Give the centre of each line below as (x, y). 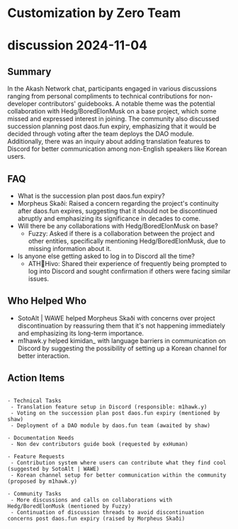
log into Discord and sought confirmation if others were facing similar (129, 271)
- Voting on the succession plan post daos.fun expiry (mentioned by (115, 413)
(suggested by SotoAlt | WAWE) (53, 469)
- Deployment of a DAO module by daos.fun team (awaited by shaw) (110, 425)
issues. (39, 279)
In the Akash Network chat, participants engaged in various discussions (112, 89)
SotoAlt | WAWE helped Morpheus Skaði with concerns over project (116, 318)
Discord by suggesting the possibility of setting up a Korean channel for (122, 348)
